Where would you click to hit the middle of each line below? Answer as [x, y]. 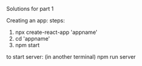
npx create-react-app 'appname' [56, 32]
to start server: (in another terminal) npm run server [71, 57]
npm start [27, 45]
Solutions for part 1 [30, 9]
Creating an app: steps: [36, 20]
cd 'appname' [33, 38]
